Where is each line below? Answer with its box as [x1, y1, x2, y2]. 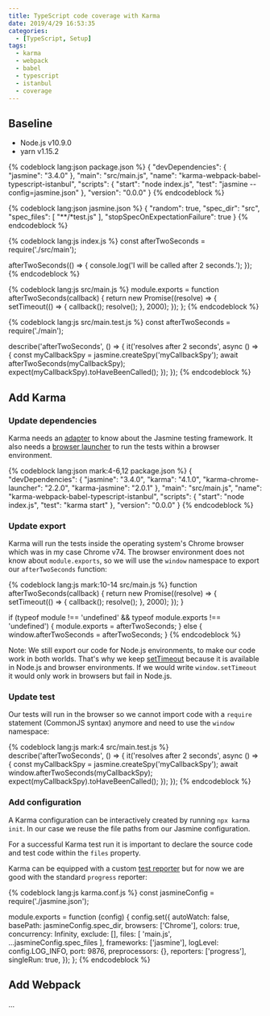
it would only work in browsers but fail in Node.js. [8, 671, 172, 681]
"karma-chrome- [202, 474, 260, 484]
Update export [8, 520, 66, 531]
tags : [8, 42, 27, 50]
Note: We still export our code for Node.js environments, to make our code [8, 646, 256, 656]
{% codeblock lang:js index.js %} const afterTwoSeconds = [8, 236, 206, 246]
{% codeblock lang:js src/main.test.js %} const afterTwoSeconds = [8, 318, 231, 327]
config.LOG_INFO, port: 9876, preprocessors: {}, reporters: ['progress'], [8, 946, 247, 956]
